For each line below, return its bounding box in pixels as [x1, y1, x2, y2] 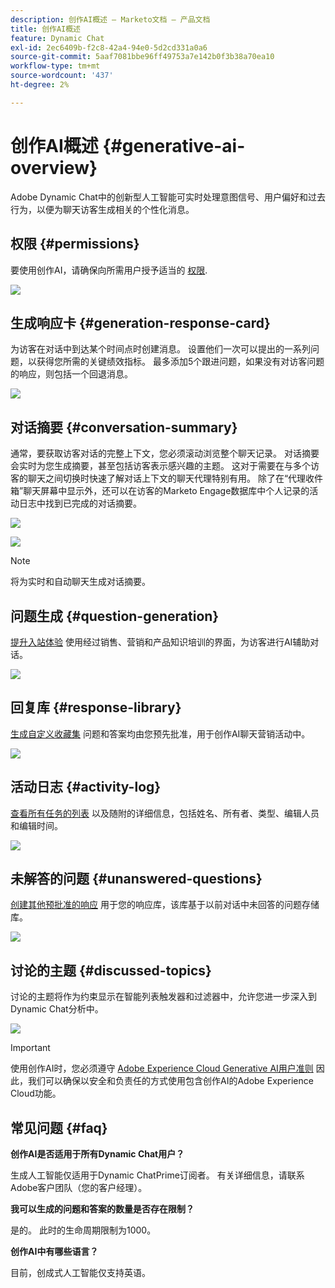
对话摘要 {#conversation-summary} [10, 419, 238, 436]
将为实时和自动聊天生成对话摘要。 [10, 576, 151, 588]
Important [10, 1042, 51, 1054]
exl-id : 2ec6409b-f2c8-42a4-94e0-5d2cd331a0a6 [10, 42, 208, 53]
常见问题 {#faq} [10, 1119, 108, 1136]
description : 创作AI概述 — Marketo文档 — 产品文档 [10, 14, 211, 25]
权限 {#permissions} [10, 236, 140, 253]
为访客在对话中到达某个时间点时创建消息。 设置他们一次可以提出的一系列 [10, 343, 311, 355]
